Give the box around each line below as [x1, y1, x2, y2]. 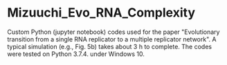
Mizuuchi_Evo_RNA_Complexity [7, 5, 196, 21]
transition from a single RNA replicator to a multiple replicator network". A [7, 35, 217, 43]
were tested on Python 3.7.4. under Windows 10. [7, 50, 145, 58]
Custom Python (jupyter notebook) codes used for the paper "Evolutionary [7, 28, 220, 36]
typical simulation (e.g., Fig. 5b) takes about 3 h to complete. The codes [7, 42, 212, 50]
